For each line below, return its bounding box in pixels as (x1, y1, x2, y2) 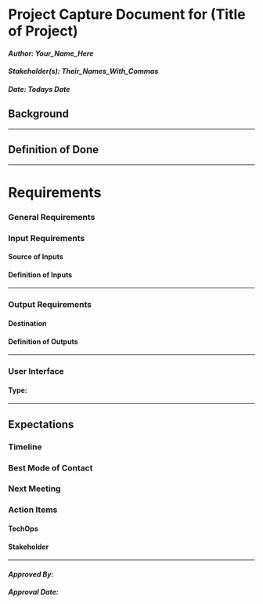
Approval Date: (8, 588, 59, 597)
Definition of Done (8, 143, 99, 156)
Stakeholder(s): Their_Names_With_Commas (8, 67, 159, 76)
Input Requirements (8, 232, 85, 243)
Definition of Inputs (8, 269, 73, 280)
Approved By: (8, 569, 54, 579)
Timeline (8, 441, 42, 452)
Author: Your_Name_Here (8, 49, 94, 58)
